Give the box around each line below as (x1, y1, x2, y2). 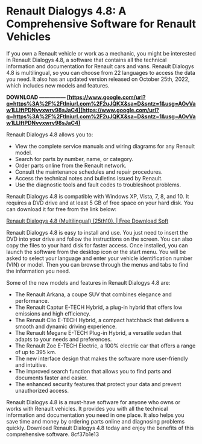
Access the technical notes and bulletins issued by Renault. (14, 174, 163, 182)
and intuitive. (14, 361, 48, 369)
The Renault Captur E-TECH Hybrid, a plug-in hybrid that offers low (14, 303, 183, 311)
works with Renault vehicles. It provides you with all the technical (6, 405, 168, 412)
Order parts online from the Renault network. (14, 162, 127, 169)
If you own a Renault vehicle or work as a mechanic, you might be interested (6, 49, 196, 57)
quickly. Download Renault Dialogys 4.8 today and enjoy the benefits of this (6, 424, 194, 431)
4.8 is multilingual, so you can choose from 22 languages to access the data (6, 69, 196, 76)
